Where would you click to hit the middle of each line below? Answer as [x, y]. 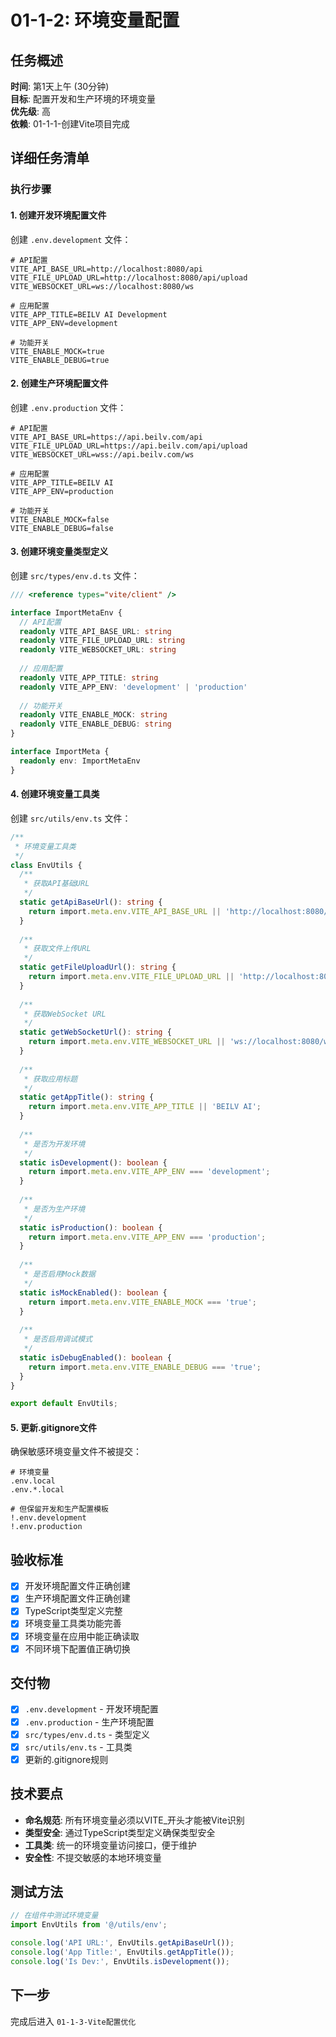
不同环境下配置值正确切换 [77, 1648]
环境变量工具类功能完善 [73, 1623]
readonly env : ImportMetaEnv [80, 761]
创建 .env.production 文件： [68, 407]
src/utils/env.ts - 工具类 [78, 1747]
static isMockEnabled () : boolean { [93, 1292]
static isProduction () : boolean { [91, 1227]
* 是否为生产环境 [54, 1209]
